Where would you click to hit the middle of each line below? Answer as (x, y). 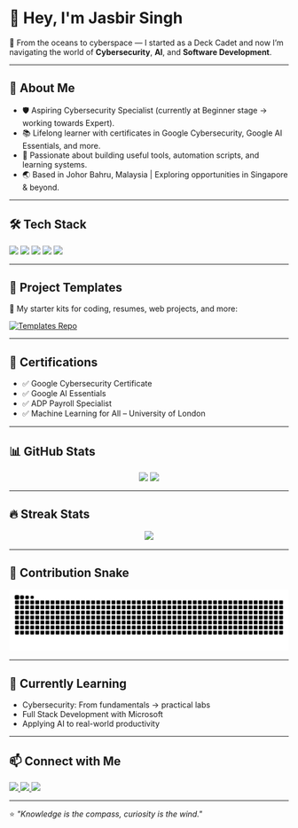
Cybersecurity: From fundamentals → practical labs (116, 705)
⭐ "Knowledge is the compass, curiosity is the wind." (106, 814)
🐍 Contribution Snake (70, 573)
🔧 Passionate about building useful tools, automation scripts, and (141, 155)
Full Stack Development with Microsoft (93, 715)
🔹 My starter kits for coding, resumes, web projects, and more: (123, 309)
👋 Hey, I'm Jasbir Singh (96, 18)
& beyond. (41, 187)
